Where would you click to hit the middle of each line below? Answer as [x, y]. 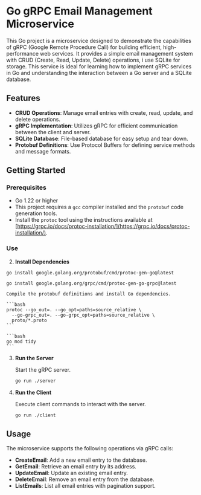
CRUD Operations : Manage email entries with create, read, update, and [104, 112]
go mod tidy [21, 341]
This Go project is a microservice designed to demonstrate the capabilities [99, 40]
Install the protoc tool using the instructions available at [84, 220]
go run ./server [35, 381]
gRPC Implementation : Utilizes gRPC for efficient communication [96, 126]
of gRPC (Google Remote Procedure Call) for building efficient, [84, 47]
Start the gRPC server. [43, 369]
